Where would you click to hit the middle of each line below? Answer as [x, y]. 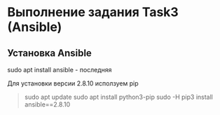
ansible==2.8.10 [47, 104]
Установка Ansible [50, 53]
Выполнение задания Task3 [93, 12]
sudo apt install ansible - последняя [60, 70]
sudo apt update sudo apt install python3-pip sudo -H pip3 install [119, 97]
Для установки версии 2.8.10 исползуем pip [73, 83]
